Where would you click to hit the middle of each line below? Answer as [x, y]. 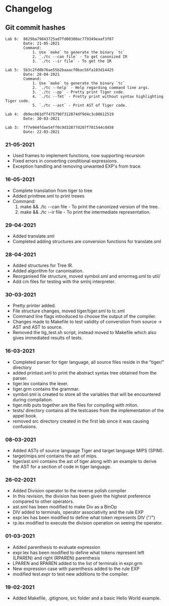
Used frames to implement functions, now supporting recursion [78, 156]
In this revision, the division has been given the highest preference [81, 496]
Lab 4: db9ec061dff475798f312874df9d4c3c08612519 [60, 114]
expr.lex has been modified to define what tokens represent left [78, 552]
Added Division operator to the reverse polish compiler [69, 491]
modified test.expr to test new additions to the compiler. [71, 574]
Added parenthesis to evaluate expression [56, 547]
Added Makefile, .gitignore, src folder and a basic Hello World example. [87, 598]
